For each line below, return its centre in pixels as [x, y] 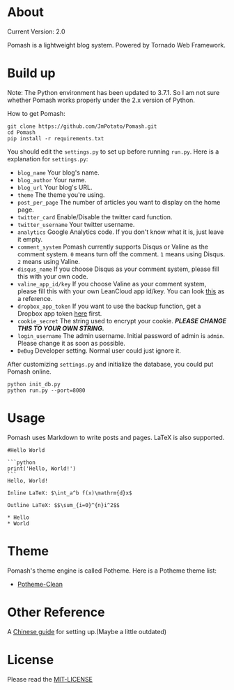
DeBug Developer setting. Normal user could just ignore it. [99, 351]
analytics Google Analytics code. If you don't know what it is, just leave [120, 232]
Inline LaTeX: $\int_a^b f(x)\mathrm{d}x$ [70, 493]
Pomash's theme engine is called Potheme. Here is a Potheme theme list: [112, 571]
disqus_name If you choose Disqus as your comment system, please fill [118, 269]
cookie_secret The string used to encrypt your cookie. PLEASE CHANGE [122, 321]
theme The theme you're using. [61, 194]
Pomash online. [29, 372]
